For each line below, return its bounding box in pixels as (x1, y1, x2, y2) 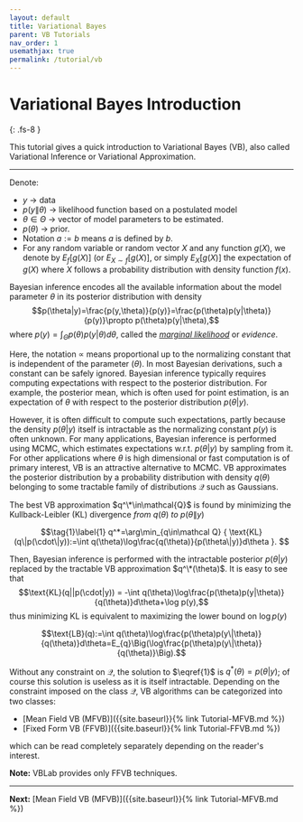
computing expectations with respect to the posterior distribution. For (9, 377, 268, 388)
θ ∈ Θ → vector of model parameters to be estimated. (22, 213, 224, 224)
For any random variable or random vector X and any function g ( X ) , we (22, 242, 286, 253)
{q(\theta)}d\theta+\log (94, 596, 179, 607)
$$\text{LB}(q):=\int (41, 628, 115, 639)
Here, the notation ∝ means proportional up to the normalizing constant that (9, 349, 291, 360)
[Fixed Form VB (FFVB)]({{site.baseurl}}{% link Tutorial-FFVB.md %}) (22, 724, 281, 734)
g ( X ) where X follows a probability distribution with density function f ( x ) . (22, 264, 291, 275)
